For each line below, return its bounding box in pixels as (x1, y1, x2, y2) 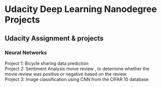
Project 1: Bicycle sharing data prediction (4, 60, 88, 66)
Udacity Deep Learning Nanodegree (4, 3, 157, 15)
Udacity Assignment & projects (4, 34, 104, 42)
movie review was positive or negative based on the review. (4, 71, 128, 77)
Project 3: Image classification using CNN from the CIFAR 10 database (4, 76, 149, 82)
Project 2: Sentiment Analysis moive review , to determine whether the (4, 65, 149, 71)
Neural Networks (4, 49, 47, 56)
